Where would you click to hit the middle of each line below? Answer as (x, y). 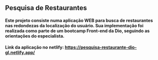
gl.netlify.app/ (20, 52)
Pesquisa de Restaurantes (46, 8)
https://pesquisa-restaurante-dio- (101, 47)
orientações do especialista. (35, 36)
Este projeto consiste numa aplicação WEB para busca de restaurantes (79, 20)
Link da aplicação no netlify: (34, 47)
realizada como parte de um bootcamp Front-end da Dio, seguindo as (78, 31)
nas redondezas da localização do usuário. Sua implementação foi (74, 25)
